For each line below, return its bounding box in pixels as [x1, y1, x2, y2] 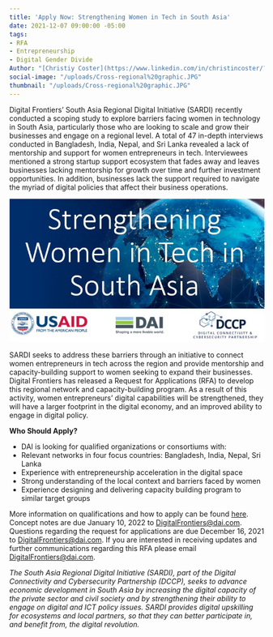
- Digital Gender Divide [9, 56, 93, 64]
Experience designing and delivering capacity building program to [20, 485, 241, 494]
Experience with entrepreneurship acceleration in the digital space [20, 468, 243, 477]
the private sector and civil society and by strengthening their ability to [9, 594, 246, 604]
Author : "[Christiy [9, 65, 75, 73]
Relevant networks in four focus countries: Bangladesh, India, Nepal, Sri [20, 451, 262, 460]
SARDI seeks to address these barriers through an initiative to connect [9, 350, 244, 360]
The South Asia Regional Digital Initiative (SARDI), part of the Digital [9, 568, 236, 578]
